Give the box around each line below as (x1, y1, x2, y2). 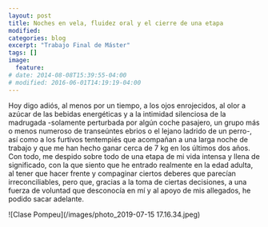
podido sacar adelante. (8, 193, 85, 204)
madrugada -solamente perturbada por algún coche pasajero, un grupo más (8, 117, 260, 127)
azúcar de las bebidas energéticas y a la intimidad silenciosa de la (8, 109, 226, 118)
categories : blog (8, 34, 66, 42)
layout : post (8, 11, 52, 20)
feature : (15, 64, 45, 72)
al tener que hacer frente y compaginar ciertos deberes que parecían (8, 169, 236, 178)
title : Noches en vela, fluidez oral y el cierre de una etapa (8, 19, 224, 27)
